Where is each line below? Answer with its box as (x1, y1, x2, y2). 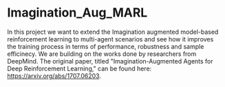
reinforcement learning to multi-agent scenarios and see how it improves (7, 35, 214, 43)
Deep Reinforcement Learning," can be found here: (7, 64, 152, 72)
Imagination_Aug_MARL (7, 5, 148, 21)
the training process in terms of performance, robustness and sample (7, 42, 204, 50)
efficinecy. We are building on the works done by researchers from (7, 50, 197, 58)
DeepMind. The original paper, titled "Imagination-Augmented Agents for (7, 57, 213, 65)
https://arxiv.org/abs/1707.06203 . (7, 71, 102, 80)
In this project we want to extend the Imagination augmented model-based (7, 28, 219, 36)
